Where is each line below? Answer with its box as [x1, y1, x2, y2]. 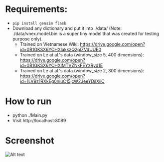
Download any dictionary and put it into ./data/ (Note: [12, 25, 122, 31]
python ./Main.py [12, 112, 48, 118]
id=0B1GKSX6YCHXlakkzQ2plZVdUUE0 [19, 46, 101, 52]
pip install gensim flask [12, 21, 66, 26]
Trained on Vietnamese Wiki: [19, 41, 79, 47]
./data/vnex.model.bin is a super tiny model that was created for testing [12, 30, 160, 36]
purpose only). [12, 36, 43, 42]
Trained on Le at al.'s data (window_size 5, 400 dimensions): [19, 51, 145, 58]
